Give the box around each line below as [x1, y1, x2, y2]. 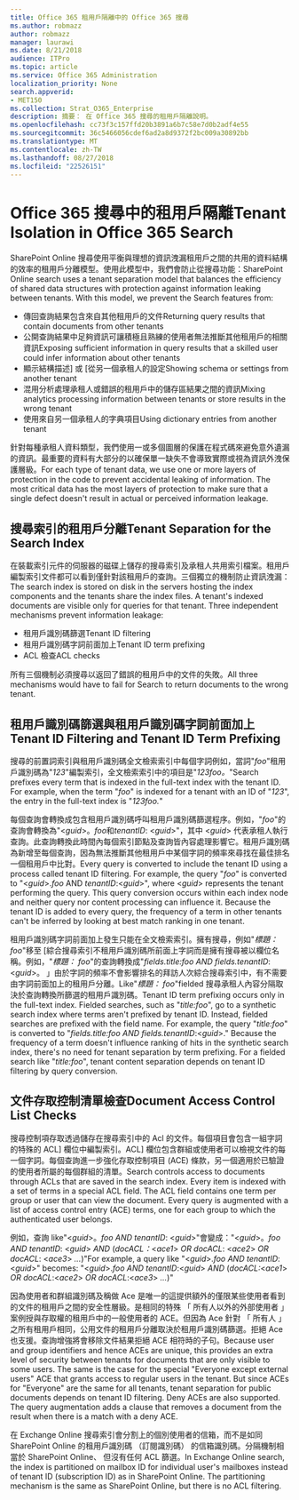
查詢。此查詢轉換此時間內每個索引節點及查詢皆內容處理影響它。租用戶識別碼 [10, 836, 290, 847]
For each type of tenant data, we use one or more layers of [41, 464, 256, 475]
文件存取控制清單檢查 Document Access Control [10, 1094, 276, 1109]
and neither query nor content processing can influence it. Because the [10, 897, 271, 907]
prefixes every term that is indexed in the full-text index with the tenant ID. [10, 777, 281, 787]
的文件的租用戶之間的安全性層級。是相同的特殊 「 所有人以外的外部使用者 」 [10, 1301, 289, 1312]
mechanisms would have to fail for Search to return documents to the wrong [10, 679, 289, 690]
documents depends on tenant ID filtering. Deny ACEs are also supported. [10, 1392, 280, 1402]
